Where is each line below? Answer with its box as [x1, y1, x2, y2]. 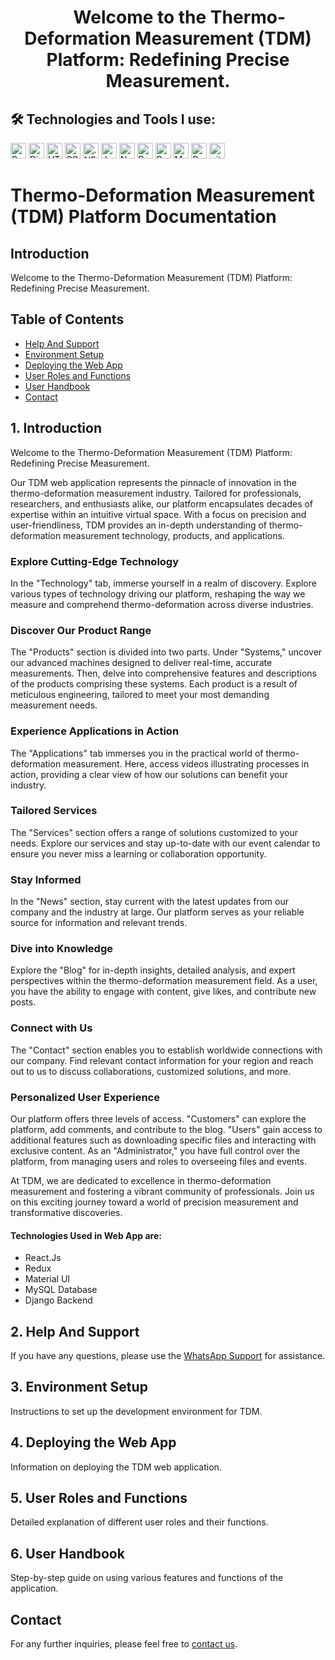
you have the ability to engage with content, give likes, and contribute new [10, 986, 317, 998]
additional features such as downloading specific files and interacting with [10, 1134, 317, 1146]
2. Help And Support [10, 1323, 140, 1340]
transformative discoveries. [10, 1207, 123, 1218]
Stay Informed [10, 872, 82, 886]
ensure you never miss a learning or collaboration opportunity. [10, 847, 267, 860]
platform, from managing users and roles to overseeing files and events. [10, 1156, 307, 1167]
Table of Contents [10, 311, 125, 328]
